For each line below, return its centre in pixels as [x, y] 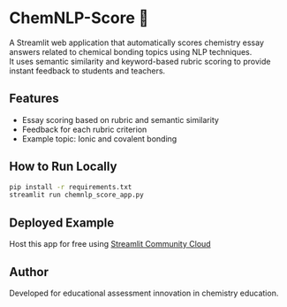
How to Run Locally [63, 167]
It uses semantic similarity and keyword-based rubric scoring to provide [140, 61]
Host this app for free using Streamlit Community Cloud [110, 244]
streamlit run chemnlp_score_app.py [76, 195]
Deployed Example [62, 223]
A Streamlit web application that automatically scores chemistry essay [137, 42]
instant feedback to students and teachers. [87, 71]
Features [34, 99]
